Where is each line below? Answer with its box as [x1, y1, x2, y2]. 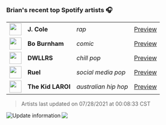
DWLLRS [27, 54, 53, 62]
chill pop [76, 54, 101, 62]
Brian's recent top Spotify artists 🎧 [6, 5, 113, 14]
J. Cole [27, 25, 48, 34]
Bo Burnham [27, 39, 64, 48]
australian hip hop [76, 83, 128, 91]
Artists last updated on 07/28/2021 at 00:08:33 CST [21, 100, 151, 107]
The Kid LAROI [27, 83, 71, 91]
